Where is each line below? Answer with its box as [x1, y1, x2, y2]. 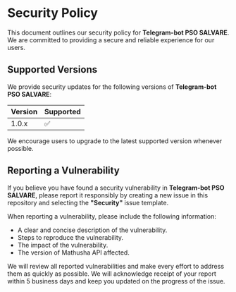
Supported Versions [7, 63, 97, 75]
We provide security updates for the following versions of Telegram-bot [7, 83, 217, 91]
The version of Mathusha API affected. [17, 248, 130, 257]
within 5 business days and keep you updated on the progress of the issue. [7, 276, 225, 285]
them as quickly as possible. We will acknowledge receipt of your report [7, 269, 217, 278]
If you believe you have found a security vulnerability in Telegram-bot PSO [7, 183, 225, 192]
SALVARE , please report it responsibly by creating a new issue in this [7, 190, 209, 199]
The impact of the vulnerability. [17, 241, 108, 249]
